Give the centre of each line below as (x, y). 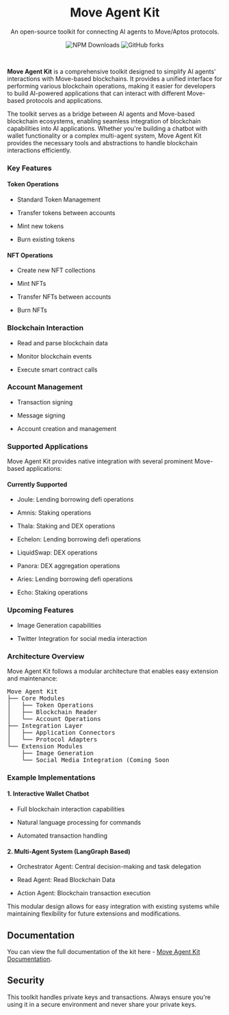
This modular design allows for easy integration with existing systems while (113, 907)
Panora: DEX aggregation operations (68, 566)
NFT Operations (30, 255)
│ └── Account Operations (54, 719)
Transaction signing (45, 402)
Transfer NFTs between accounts (64, 297)
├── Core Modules (36, 698)
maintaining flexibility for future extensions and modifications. (94, 914)
